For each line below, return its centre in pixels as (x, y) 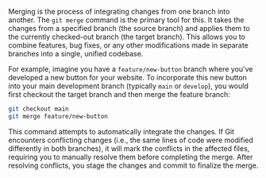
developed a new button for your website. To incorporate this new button (128, 77)
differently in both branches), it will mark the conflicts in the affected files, (129, 148)
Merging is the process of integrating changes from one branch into (119, 12)
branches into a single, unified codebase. (76, 54)
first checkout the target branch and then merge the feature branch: (119, 94)
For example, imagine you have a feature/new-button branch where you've (131, 69)
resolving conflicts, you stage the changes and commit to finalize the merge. (133, 165)
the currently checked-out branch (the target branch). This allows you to (127, 37)
